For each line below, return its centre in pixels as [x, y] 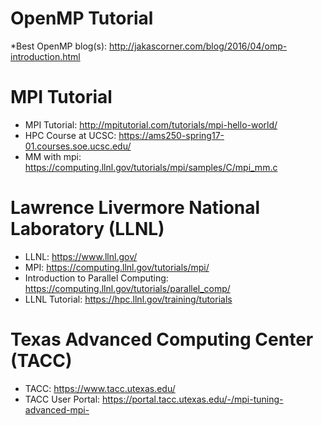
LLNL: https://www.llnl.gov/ [81, 256]
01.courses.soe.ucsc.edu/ [78, 146]
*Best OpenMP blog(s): [59, 46]
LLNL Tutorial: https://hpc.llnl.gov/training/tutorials [128, 299]
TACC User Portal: [62, 399]
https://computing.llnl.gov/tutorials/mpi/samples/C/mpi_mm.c [151, 167]
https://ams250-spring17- [171, 135]
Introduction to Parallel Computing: [96, 278]
